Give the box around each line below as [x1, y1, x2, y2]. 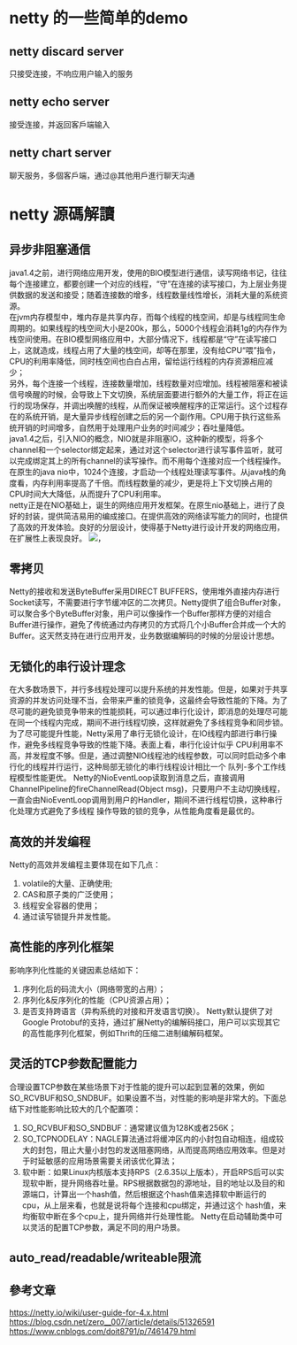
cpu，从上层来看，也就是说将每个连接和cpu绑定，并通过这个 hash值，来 [21, 1200, 287, 1210]
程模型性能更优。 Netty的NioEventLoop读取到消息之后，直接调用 [9, 772, 246, 783]
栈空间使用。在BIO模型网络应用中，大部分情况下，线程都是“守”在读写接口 [9, 334, 277, 344]
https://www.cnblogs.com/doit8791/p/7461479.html [9, 1326, 196, 1336]
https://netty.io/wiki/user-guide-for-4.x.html [9, 1307, 170, 1318]
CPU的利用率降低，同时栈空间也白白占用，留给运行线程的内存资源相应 [9, 356, 266, 366]
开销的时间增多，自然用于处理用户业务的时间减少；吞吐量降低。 [16, 422, 249, 433]
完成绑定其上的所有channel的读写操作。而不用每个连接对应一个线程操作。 [16, 455, 286, 465]
